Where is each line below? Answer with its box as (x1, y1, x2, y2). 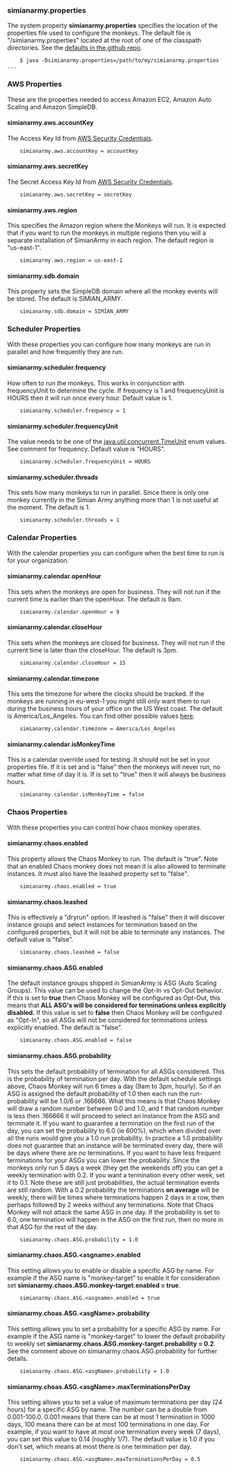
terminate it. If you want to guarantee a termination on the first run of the (7, 1119, 216, 1127)
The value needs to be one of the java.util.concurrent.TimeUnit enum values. (7, 438, 227, 446)
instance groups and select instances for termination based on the (7, 921, 198, 929)
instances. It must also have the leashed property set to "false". (7, 869, 189, 878)
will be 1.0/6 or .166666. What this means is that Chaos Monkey (39, 1096, 220, 1105)
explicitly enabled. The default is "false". (7, 1023, 123, 1032)
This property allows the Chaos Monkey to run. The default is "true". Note (7, 855, 218, 863)
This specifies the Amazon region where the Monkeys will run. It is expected (7, 222, 226, 230)
